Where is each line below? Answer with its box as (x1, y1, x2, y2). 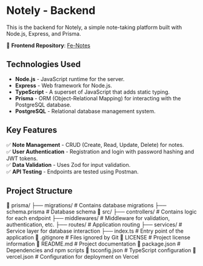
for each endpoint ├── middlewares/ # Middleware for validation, (6, 215, 170, 222)
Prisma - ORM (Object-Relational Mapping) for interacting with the (15, 94, 181, 102)
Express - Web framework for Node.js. (15, 82, 112, 89)
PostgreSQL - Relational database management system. (15, 107, 156, 115)
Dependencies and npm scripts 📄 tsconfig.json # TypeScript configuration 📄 (6, 247, 196, 254)
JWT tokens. (6, 155, 38, 162)
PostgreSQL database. (15, 101, 72, 108)
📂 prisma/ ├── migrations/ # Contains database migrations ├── (6, 202, 167, 209)
